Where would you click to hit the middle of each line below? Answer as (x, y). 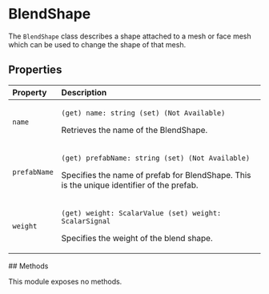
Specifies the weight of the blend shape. (137, 238)
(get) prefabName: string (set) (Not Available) (156, 158)
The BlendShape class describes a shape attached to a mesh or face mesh (130, 36)
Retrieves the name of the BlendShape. (134, 130)
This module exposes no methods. (65, 281)
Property (30, 92)
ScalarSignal (86, 221)
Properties (35, 70)
